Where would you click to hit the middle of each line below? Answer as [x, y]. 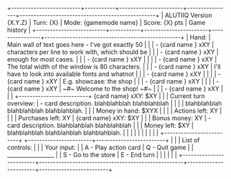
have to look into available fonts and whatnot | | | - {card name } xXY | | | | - [114, 74]
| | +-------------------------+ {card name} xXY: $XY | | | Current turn [106, 96]
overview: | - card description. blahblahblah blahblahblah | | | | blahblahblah [114, 103]
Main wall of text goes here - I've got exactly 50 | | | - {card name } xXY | [111, 45]
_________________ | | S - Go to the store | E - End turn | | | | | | [92, 155]
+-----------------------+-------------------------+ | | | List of [112, 140]
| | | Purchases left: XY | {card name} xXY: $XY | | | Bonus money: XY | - [109, 118]
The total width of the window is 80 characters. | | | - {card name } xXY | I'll [114, 67]
